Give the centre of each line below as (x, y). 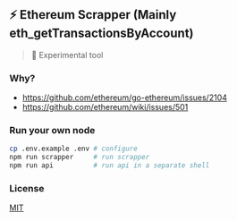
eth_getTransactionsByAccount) (102, 34)
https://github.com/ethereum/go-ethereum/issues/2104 (125, 98)
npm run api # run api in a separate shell (110, 166)
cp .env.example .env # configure (74, 149)
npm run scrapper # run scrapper (80, 157)
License (27, 188)
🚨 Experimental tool (67, 55)
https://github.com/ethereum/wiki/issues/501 (105, 107)
